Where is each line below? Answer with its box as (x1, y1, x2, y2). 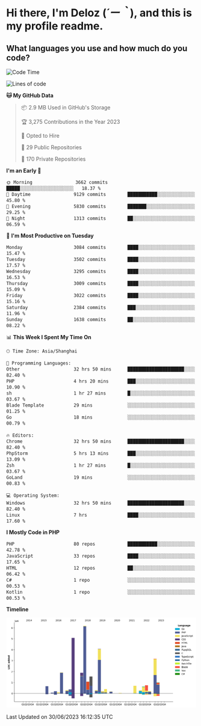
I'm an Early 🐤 (6, 167, 42, 174)
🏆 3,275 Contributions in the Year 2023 (20, 118, 120, 125)
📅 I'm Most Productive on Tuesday (6, 232, 94, 239)
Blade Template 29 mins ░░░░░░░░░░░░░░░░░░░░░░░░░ (6, 402, 196, 408)
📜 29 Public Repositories (20, 144, 82, 151)
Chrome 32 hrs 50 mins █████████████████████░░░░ (6, 438, 196, 445)
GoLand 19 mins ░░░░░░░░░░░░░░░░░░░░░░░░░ (6, 475, 196, 481)
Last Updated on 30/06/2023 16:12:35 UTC (6, 713, 113, 720)
